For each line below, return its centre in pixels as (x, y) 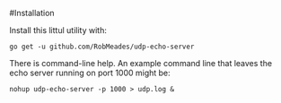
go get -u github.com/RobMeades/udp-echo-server (102, 47)
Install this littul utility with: (58, 30)
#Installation (32, 13)
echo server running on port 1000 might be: (90, 73)
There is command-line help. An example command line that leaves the (140, 63)
